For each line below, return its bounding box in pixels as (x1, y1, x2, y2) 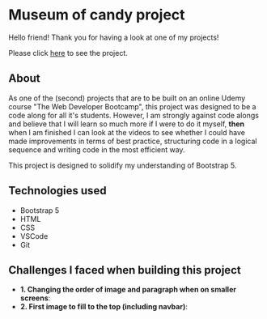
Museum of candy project (8, 6, 185, 24)
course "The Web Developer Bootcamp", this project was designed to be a (8, 101, 256, 111)
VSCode (19, 231, 49, 240)
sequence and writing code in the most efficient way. (8, 144, 185, 155)
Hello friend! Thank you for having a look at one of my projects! (8, 32, 219, 42)
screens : (19, 293, 51, 303)
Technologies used (8, 184, 107, 198)
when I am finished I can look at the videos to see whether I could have (8, 127, 245, 137)
